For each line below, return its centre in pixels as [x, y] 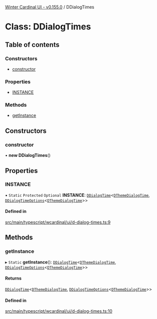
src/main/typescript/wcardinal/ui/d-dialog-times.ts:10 [59, 311]
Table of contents [32, 45]
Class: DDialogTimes [48, 27]
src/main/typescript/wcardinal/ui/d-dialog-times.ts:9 [58, 222]
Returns [13, 278]
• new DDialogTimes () [28, 155]
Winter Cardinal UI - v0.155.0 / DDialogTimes [50, 7]
